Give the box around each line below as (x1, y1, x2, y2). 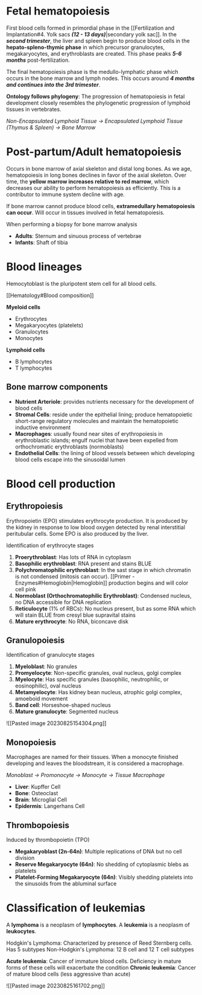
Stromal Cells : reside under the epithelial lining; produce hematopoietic (14, 410, 193, 418)
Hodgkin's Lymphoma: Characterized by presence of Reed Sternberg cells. (6, 939, 193, 947)
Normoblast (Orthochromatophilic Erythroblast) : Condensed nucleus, (14, 592, 192, 599)
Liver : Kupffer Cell (14, 783, 61, 790)
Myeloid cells (6, 303, 41, 310)
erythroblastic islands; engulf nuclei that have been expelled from (14, 436, 178, 444)
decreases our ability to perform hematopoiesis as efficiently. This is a (6, 184, 181, 191)
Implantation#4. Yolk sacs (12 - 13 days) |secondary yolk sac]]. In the (6, 30, 177, 38)
